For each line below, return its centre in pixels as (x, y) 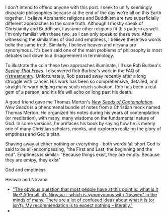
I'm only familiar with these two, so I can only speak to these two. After (79, 34)
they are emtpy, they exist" (33, 160)
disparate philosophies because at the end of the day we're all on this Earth (83, 13)
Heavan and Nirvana (26, 179)
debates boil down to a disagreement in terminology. (60, 56)
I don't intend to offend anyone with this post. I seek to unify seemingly (79, 7)
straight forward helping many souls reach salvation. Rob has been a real (81, 87)
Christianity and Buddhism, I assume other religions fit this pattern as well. (82, 29)
